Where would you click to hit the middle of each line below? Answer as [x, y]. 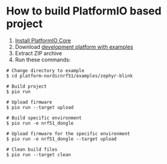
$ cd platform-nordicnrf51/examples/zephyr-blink [70, 76]
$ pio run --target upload [40, 107]
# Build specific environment [44, 118]
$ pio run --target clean [38, 154]
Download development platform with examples [74, 47]
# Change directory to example [45, 70]
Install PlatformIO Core [43, 40]
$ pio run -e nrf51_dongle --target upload [62, 139]
